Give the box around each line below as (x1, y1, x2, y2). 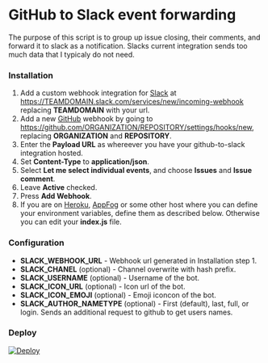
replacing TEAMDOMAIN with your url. (19, 105, 150, 115)
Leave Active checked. (19, 183, 98, 192)
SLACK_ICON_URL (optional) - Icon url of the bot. (19, 281, 186, 291)
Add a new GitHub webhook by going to (19, 114, 153, 124)
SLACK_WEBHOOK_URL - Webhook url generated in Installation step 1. (19, 255, 258, 265)
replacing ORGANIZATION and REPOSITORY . (19, 131, 172, 141)
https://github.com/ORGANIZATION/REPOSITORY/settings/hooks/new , (19, 123, 254, 133)
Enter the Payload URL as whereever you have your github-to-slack (19, 140, 245, 150)
